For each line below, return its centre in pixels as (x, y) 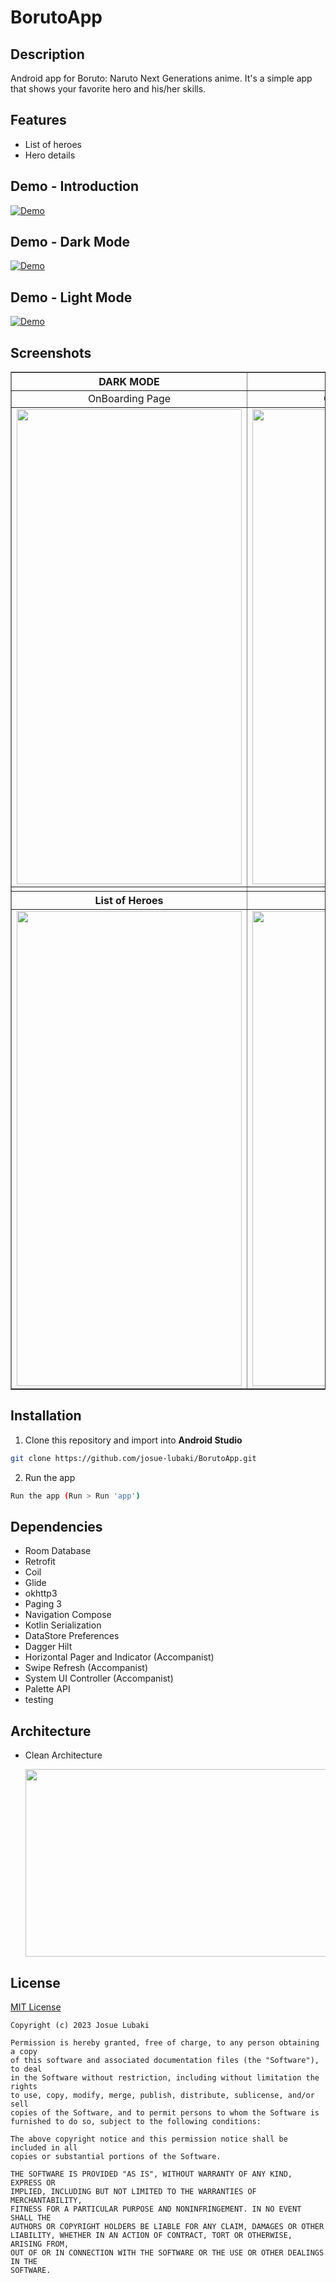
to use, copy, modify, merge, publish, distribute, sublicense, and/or (162, 2096)
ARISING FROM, (40, 2244)
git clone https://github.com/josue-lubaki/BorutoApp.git (133, 1458)
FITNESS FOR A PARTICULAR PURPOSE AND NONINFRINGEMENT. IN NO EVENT (156, 2209)
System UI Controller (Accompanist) (99, 1678)
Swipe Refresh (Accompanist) (86, 1668)
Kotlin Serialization (63, 1625)
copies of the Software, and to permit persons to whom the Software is (165, 2113)
